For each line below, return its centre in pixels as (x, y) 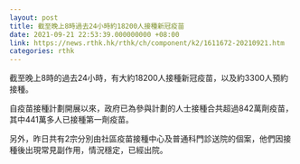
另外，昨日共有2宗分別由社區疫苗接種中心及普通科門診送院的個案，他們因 (146, 139)
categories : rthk (42, 51)
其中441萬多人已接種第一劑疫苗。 (71, 120)
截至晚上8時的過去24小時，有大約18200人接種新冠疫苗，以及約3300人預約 (149, 78)
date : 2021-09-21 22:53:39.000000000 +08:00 (94, 34)
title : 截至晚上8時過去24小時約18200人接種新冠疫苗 (97, 26)
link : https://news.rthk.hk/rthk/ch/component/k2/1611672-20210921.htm (147, 43)
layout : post (34, 18)
